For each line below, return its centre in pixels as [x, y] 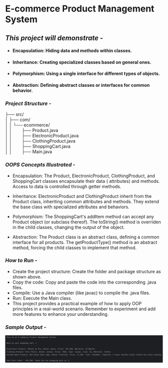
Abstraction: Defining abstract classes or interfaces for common [81, 85]
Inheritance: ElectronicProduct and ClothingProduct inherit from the [82, 196]
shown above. [27, 277]
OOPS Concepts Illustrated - [40, 165]
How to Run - [21, 261]
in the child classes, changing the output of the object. [68, 227]
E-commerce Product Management [80, 9]
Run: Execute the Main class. [42, 298]
